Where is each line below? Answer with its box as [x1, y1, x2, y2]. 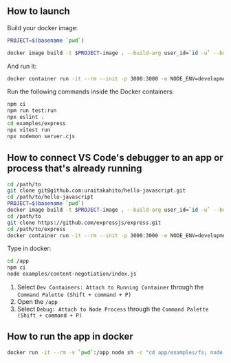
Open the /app [16, 298, 58, 305]
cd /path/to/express [7, 225, 67, 232]
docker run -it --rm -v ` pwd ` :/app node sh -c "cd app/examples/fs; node [7, 349, 223, 356]
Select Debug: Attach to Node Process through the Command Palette [16, 305, 209, 313]
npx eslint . [7, 113, 45, 121]
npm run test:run [7, 107, 57, 114]
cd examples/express [7, 120, 67, 127]
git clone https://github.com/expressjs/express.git [7, 219, 162, 226]
